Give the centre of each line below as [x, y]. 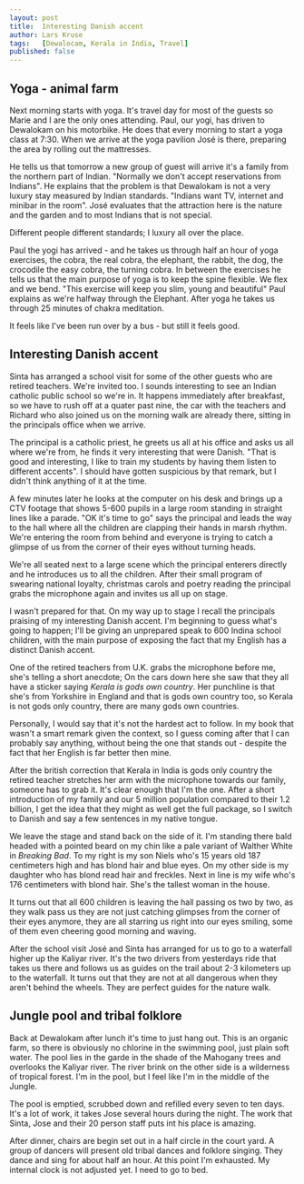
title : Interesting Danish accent [77, 26]
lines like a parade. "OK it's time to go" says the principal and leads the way [151, 517]
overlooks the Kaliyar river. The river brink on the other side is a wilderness [150, 1067]
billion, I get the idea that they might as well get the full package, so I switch [151, 808]
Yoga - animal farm [64, 89]
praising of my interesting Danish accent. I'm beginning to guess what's [143, 620]
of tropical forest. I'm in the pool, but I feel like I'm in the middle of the [139, 1076]
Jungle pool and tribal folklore [96, 1016]
